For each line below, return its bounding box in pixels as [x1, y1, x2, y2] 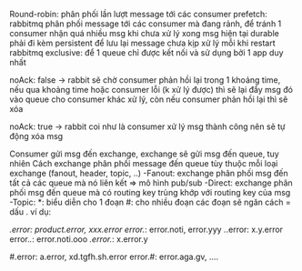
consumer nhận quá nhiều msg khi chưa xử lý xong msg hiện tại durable [9, 28, 279, 38]
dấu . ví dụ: [9, 206, 52, 217]
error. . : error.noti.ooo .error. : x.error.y [9, 234, 148, 245]
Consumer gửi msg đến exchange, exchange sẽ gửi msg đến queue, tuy [9, 148, 279, 159]
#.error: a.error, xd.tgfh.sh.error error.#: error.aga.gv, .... [9, 251, 219, 262]
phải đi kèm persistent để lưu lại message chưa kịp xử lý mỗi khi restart [9, 37, 276, 48]
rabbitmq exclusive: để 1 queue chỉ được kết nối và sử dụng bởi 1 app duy [9, 47, 284, 58]
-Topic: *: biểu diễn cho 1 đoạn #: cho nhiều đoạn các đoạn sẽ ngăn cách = [9, 196, 291, 207]
